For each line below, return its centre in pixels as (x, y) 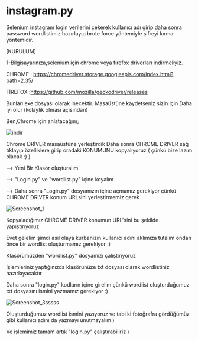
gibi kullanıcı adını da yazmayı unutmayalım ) (60, 320)
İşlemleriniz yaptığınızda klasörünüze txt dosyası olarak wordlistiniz (88, 267)
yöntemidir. (20, 40)
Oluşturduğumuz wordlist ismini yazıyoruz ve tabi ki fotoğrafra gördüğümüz (98, 314)
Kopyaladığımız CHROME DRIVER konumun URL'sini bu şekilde (82, 220)
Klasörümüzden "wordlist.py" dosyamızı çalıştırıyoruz (71, 255)
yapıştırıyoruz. (24, 226)
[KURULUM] (21, 51)
